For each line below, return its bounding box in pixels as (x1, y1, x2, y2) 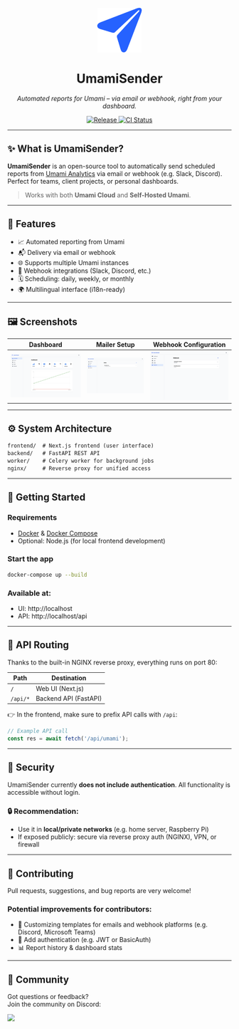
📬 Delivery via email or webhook (17, 248, 116, 256)
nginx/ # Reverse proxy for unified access (7, 464, 152, 472)
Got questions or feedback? (7, 993, 89, 1001)
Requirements (7, 513, 58, 523)
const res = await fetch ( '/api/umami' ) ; (7, 735, 129, 743)
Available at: (7, 588, 51, 598)
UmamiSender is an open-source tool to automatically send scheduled (7, 162, 216, 170)
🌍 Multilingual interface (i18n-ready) (17, 285, 126, 293)
